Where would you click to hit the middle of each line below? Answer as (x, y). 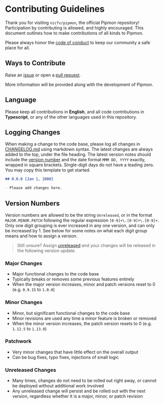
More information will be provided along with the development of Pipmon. (79, 84)
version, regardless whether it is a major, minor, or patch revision (77, 396)
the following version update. (46, 251)
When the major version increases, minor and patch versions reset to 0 (84, 284)
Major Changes (24, 263)
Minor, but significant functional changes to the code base (71, 313)
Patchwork (18, 341)
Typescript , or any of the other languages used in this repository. (71, 117)
